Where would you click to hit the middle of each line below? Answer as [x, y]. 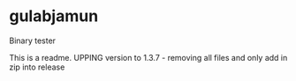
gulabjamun [54, 16]
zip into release [37, 67]
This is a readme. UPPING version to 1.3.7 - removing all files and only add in [148, 57]
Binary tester [32, 40]
